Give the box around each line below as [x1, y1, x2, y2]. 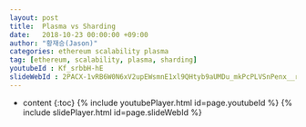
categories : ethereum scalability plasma [9, 47, 169, 56]
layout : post [9, 13, 59, 23]
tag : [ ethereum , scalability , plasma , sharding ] [9, 55, 198, 64]
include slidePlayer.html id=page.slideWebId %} [22, 106, 202, 118]
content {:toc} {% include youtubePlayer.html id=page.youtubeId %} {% [22, 97, 293, 108]
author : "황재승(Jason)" [9, 38, 98, 48]
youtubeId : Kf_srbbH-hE [9, 64, 104, 73]
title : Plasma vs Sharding [9, 22, 117, 31]
